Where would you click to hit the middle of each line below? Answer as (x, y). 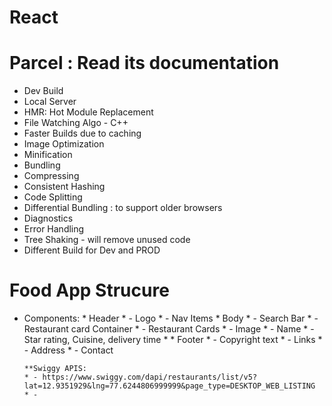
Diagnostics (48, 218)
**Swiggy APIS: (55, 369)
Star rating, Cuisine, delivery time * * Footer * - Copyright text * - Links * (173, 340)
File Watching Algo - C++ (76, 123)
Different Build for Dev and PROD (92, 250)
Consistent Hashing (64, 187)
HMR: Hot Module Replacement (88, 112)
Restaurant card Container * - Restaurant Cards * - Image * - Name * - (169, 329)
